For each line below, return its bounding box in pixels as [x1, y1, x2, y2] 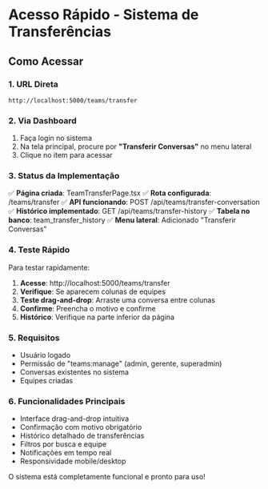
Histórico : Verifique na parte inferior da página [19, 312, 174, 322]
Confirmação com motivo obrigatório [19, 423, 142, 432]
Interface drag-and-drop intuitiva [19, 414, 130, 423]
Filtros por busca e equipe [19, 439, 106, 449]
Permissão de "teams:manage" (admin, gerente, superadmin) [19, 359, 222, 369]
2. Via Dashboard [8, 114, 78, 126]
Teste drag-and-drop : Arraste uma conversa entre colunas [19, 295, 216, 305]
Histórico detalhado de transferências [19, 431, 145, 441]
